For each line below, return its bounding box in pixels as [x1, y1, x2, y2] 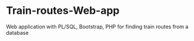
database [6, 29, 29, 36]
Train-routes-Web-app [6, 4, 120, 17]
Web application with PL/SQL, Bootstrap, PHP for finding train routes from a [6, 23, 189, 30]
